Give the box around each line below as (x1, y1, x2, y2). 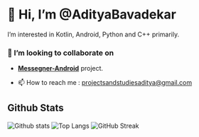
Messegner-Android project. (17, 64, 104, 73)
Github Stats (7, 101, 64, 113)
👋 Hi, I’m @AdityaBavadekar (7, 6, 176, 23)
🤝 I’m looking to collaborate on (7, 48, 114, 58)
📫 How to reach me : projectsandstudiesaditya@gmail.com (17, 78, 193, 87)
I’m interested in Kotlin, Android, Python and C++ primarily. (7, 30, 180, 39)
